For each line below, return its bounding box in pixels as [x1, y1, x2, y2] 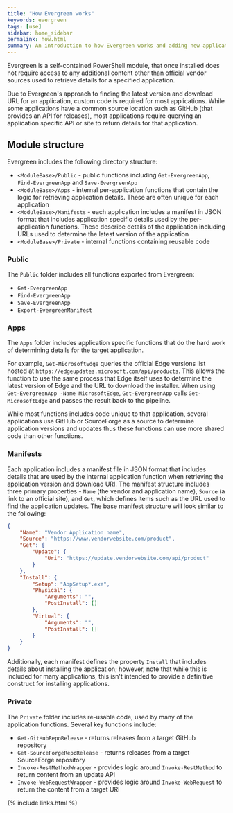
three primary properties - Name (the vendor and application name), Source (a [7, 487, 225, 496]
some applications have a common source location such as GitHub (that [7, 105, 213, 112]
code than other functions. [7, 432, 83, 440]
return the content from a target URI [17, 785, 120, 794]
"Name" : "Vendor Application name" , [19, 529, 126, 536]
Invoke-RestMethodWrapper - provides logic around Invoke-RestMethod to [17, 763, 223, 771]
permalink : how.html [7, 36, 67, 43]
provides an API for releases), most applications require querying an [7, 112, 202, 120]
